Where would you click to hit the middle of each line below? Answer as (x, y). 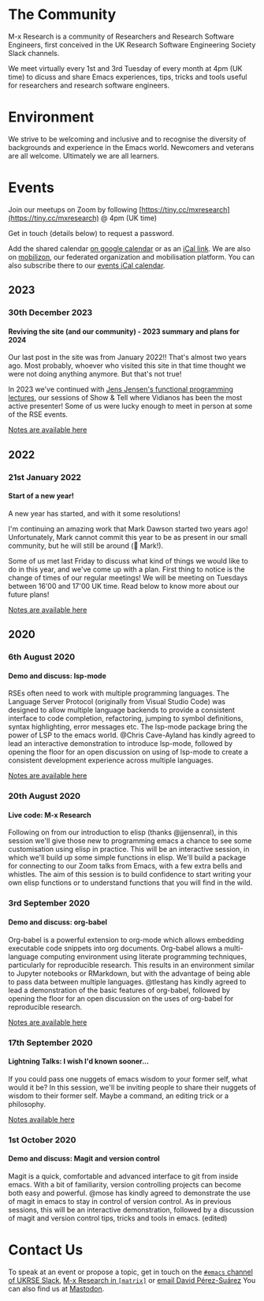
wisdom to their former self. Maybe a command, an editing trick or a (119, 1096)
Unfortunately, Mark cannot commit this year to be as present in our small (128, 537)
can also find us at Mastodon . (56, 1288)
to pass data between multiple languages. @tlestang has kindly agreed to (127, 981)
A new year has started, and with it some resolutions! (95, 513)
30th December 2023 (50, 313)
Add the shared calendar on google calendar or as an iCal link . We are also (129, 248)
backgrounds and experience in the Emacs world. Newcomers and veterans (131, 147)
